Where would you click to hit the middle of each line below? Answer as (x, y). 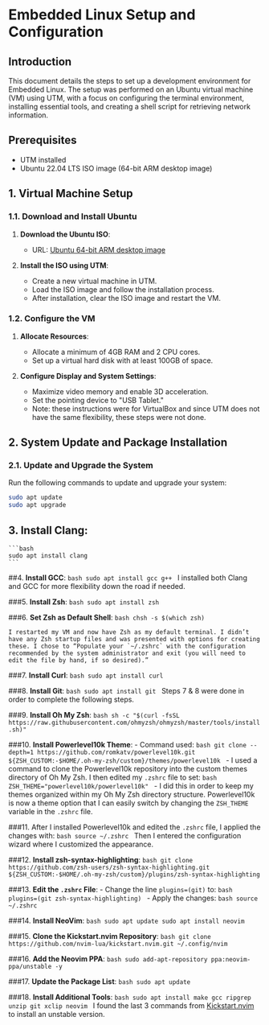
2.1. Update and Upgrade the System (81, 466)
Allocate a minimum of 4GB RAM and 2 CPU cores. (116, 352)
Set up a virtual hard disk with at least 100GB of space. (122, 360)
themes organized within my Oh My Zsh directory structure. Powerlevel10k (132, 795)
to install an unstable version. (57, 1015)
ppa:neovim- (231, 960)
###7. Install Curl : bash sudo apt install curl (86, 675)
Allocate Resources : (54, 336)
